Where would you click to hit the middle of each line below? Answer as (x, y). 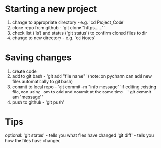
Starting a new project (51, 9)
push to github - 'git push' (38, 102)
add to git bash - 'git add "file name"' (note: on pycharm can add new (82, 76)
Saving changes (38, 58)
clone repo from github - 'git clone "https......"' (59, 27)
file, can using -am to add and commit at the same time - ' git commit (81, 92)
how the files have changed (33, 140)
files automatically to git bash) (42, 81)
